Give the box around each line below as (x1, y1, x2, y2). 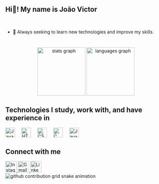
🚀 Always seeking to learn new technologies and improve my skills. (12, 29, 154, 35)
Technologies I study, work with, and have (5, 106, 143, 115)
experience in (5, 114, 50, 122)
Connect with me (5, 147, 61, 156)
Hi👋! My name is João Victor (5, 5, 98, 14)
